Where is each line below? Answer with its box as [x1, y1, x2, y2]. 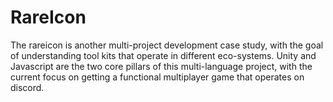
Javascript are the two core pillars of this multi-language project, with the [10, 60, 313, 72]
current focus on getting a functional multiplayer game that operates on [10, 71, 305, 83]
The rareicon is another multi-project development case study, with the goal [10, 39, 324, 51]
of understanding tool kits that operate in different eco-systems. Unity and [10, 49, 317, 61]
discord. [10, 81, 45, 93]
